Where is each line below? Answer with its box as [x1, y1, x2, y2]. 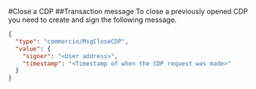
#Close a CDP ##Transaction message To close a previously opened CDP [8, 7, 249, 16]
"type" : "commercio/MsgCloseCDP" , [15, 37, 129, 46]
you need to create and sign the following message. [8, 15, 177, 24]
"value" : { [15, 45, 51, 53]
